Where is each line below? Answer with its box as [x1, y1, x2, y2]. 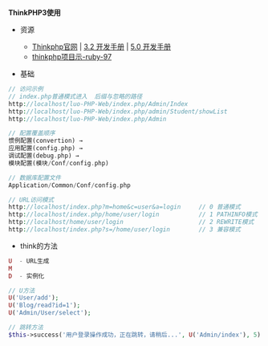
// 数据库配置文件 [8, 173, 62, 181]
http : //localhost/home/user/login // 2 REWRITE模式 [8, 218, 254, 226]
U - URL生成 [8, 257, 50, 265]
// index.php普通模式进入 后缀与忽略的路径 [8, 92, 143, 100]
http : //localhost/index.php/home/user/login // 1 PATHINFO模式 [8, 210, 258, 219]
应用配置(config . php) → [8, 145, 83, 153]
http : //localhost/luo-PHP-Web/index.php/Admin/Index [8, 100, 189, 108]
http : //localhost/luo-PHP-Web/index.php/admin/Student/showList [8, 108, 228, 116]
